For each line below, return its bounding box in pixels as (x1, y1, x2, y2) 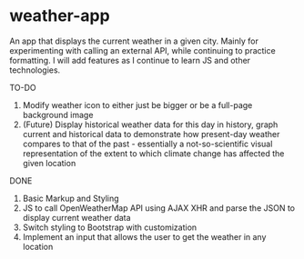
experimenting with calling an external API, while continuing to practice (9, 45, 276, 55)
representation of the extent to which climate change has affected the (22, 147, 285, 159)
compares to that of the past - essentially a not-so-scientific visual (22, 138, 273, 149)
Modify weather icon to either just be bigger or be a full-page (22, 99, 253, 110)
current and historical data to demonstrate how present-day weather (22, 128, 280, 139)
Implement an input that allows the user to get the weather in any (22, 231, 267, 242)
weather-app (9, 5, 111, 26)
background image (22, 109, 94, 120)
